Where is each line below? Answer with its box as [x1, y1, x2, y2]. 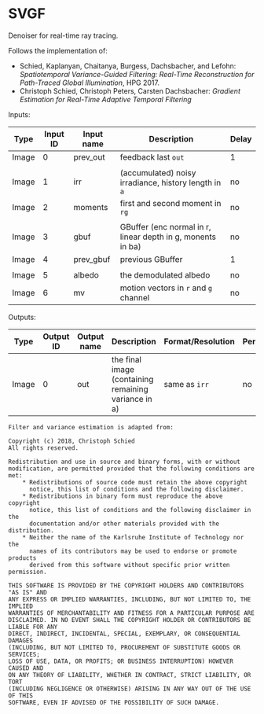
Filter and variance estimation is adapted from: [8, 423, 174, 431]
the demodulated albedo [119, 269, 211, 280]
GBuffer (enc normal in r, [119, 221, 211, 232]
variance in [111, 393, 153, 404]
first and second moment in [119, 197, 222, 208]
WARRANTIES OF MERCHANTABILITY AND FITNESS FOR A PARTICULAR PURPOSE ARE [8, 609, 255, 617]
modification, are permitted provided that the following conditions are [8, 465, 255, 473]
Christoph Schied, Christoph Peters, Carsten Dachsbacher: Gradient [19, 86, 241, 95]
